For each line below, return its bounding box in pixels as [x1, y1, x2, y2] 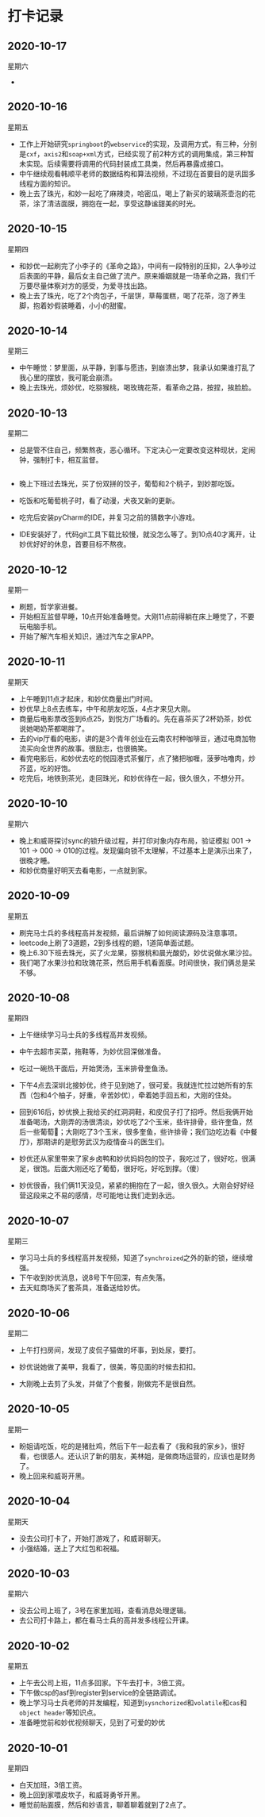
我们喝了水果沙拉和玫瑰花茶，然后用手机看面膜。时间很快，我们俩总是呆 [18, 958, 255, 967]
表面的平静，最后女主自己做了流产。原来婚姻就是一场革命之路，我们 [25, 271, 249, 280]
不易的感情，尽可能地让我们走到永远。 [53, 1191, 179, 1200]
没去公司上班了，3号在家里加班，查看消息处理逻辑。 [18, 1606, 191, 1615]
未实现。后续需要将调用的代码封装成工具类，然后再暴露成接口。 [18, 159, 228, 168]
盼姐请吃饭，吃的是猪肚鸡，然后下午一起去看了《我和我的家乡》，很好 [18, 1441, 245, 1450]
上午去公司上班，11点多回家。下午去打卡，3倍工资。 [18, 1678, 190, 1688]
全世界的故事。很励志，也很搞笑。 [40, 743, 152, 753]
